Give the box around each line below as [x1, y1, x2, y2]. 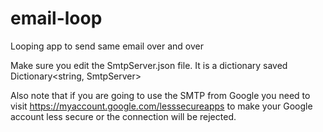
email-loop [10, 7, 103, 30]
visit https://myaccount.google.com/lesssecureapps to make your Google [10, 100, 313, 112]
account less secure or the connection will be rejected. [10, 110, 237, 122]
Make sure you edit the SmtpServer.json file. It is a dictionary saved [10, 59, 288, 71]
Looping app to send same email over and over [10, 40, 205, 52]
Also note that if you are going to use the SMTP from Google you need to [10, 89, 311, 101]
